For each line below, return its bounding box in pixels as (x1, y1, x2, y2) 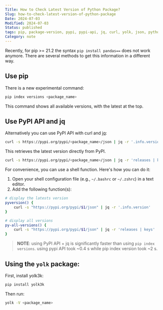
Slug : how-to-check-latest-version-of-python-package (5, 12, 116, 17)
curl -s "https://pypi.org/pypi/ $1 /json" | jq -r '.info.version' (14, 205, 151, 210)
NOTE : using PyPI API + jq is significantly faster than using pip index (16, 240, 155, 246)
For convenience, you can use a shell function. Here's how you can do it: (5, 166, 150, 173)
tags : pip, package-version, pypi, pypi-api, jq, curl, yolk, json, (5, 30, 147, 35)
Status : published (5, 25, 42, 30)
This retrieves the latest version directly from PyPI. (5, 148, 106, 154)
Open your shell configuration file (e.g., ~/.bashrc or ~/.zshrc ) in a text (12, 176, 154, 182)
